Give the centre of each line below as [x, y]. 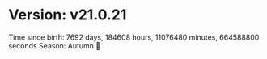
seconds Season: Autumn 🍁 [55, 45]
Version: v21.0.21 [68, 15]
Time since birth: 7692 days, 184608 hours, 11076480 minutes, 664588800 [134, 37]
